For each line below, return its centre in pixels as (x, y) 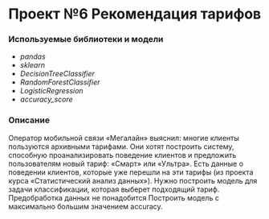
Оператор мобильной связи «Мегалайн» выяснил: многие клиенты (124, 138)
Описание (29, 120)
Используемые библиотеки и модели (86, 39)
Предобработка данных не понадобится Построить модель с (114, 197)
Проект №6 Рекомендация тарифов (135, 14)
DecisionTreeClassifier (57, 74)
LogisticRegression (51, 91)
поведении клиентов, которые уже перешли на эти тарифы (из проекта (131, 172)
